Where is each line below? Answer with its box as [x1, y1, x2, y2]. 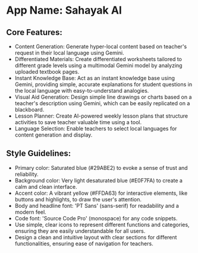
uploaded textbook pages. [14, 68, 80, 75]
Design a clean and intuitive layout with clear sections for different [14, 233, 177, 241]
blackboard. [14, 106, 45, 113]
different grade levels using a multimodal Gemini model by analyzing [14, 62, 183, 69]
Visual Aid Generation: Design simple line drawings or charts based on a [14, 93, 192, 100]
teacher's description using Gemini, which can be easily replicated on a [14, 100, 190, 107]
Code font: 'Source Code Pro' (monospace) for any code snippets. [14, 214, 178, 222]
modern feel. [14, 208, 46, 216]
